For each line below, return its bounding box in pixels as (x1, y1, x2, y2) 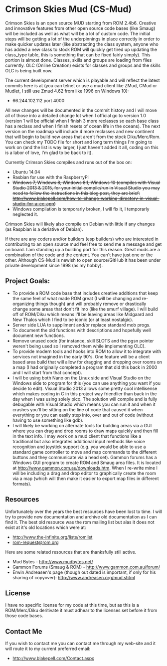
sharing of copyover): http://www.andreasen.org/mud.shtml (12, 574, 136, 580)
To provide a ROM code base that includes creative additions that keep (12, 290, 159, 296)
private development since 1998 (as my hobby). (5, 262, 103, 268)
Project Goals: (5, 277, 50, 285)
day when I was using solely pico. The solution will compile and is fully (12, 396, 158, 402)
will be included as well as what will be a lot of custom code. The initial (5, 30, 151, 36)
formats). (12, 481, 31, 487)
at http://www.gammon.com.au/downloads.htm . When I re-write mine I (12, 465, 158, 471)
